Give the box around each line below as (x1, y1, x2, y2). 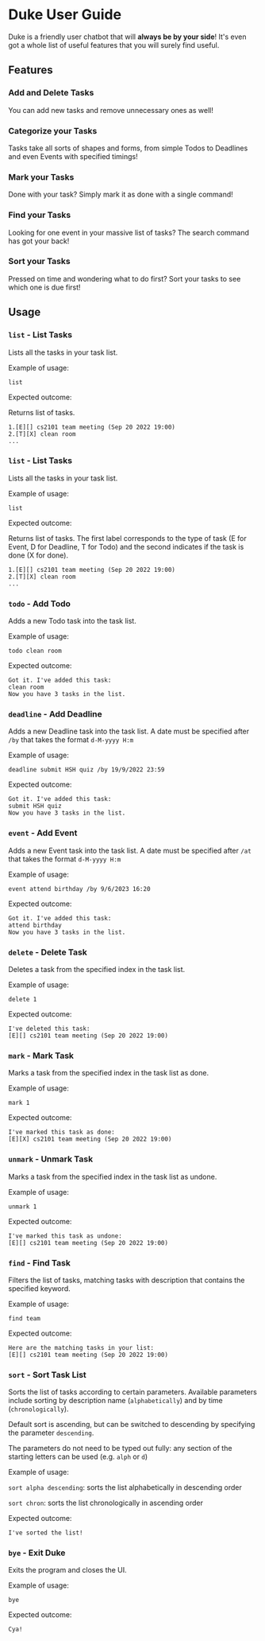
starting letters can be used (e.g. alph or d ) (8, 1452, 148, 1461)
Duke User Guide (8, 6, 121, 24)
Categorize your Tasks (8, 125, 98, 136)
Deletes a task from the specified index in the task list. (8, 964, 186, 974)
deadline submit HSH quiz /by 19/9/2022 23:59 (8, 766, 165, 774)
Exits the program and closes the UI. (8, 1565, 127, 1575)
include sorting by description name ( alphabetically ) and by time (8, 1396, 224, 1406)
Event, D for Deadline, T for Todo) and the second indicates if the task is (8, 542, 244, 551)
